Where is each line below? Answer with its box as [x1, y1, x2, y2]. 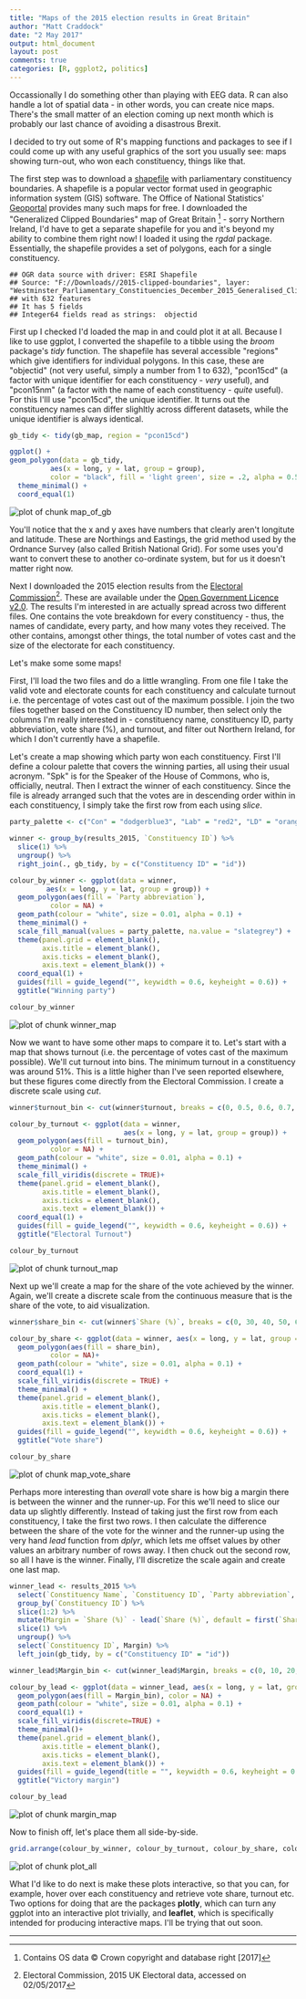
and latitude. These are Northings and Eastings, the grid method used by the [9, 533, 297, 544]
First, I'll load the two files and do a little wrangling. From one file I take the [9, 675, 289, 686]
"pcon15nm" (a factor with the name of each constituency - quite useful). [9, 384, 284, 395]
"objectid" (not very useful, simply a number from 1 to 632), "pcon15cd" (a [9, 364, 289, 375]
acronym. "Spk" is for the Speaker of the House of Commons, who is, [9, 770, 270, 781]
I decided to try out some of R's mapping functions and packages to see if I [9, 136, 292, 147]
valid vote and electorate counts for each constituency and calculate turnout [9, 686, 296, 696]
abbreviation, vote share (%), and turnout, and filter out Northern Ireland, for [9, 724, 296, 735]
